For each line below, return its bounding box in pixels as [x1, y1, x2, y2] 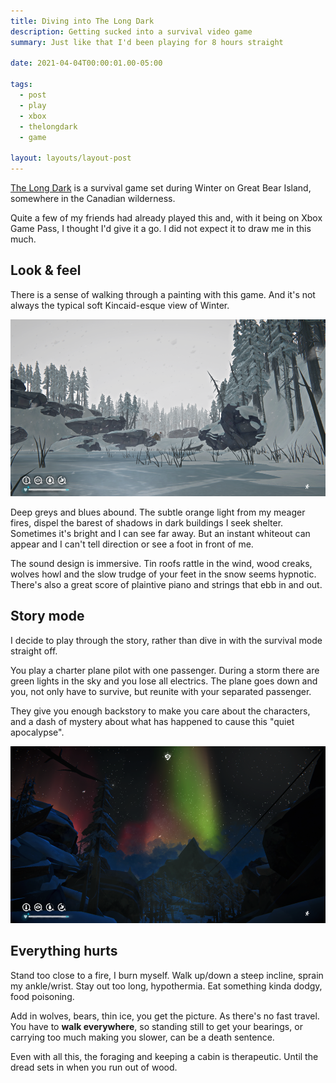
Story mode [10, 608, 85, 625]
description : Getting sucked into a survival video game [10, 26, 253, 37]
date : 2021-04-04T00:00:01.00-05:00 [10, 58, 163, 69]
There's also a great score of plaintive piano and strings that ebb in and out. [10, 579, 323, 591]
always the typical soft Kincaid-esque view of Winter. [10, 299, 230, 311]
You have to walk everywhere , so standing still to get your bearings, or [10, 1020, 303, 1032]
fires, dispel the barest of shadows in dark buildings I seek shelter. [10, 517, 284, 529]
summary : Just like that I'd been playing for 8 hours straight [10, 37, 284, 47]
